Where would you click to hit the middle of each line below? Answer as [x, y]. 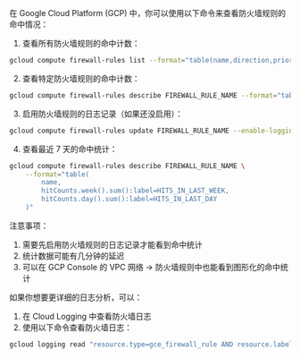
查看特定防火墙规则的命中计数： [81, 78]
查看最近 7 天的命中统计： [70, 149]
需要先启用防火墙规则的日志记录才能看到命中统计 [112, 244]
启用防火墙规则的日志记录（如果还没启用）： [102, 114]
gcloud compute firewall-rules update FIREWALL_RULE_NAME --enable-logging [153, 131]
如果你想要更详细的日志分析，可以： [76, 297]
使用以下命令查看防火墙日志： [77, 327]
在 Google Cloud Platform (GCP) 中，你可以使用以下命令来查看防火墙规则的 [148, 13]
